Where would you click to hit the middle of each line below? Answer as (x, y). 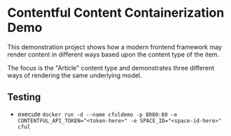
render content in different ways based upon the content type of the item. (113, 54)
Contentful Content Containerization (116, 13)
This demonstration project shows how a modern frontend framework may (114, 47)
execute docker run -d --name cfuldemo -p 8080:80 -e (97, 114)
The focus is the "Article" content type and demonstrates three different (111, 68)
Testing (24, 97)
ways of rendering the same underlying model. (75, 75)
